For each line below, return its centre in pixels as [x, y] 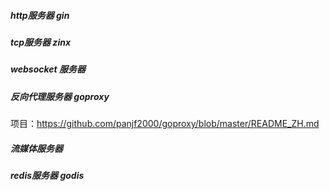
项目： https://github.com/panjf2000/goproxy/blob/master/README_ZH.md [165, 124]
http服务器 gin [40, 15]
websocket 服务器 [48, 69]
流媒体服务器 [36, 148]
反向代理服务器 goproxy [60, 96]
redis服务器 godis [47, 176]
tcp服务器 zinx [41, 42]
